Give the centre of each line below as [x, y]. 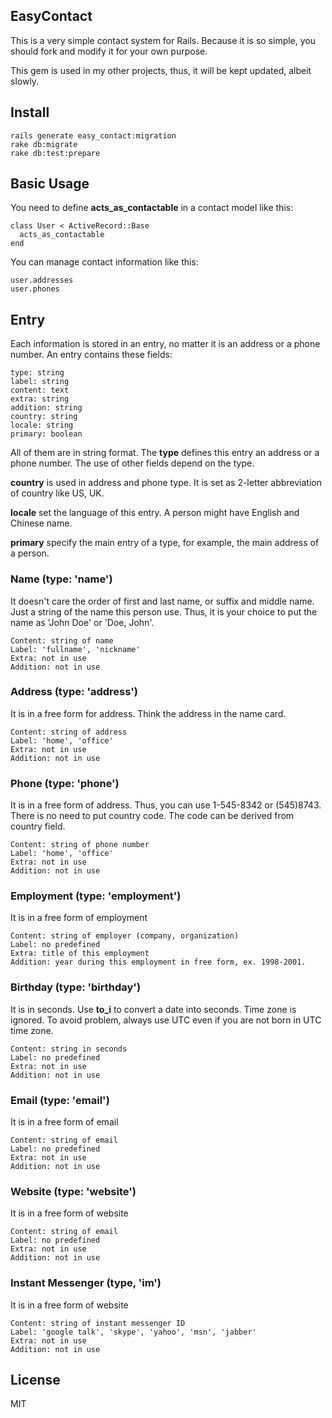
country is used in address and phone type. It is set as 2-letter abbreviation [166, 483]
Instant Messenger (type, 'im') [86, 1283]
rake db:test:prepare [55, 153]
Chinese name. [41, 523]
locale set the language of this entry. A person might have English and [155, 513]
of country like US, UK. [57, 493]
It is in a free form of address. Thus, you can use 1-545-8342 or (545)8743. [166, 805]
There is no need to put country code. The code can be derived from [152, 816]
